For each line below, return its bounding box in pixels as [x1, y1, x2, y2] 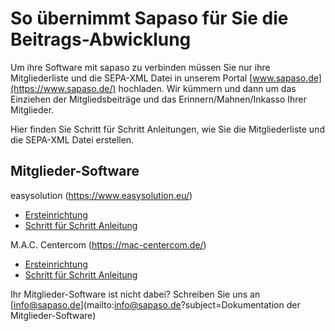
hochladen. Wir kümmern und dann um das [118, 82, 297, 94]
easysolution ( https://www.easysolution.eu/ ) [10, 189, 193, 201]
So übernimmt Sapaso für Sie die [10, 7, 289, 30]
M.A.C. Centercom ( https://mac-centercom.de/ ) [10, 238, 207, 251]
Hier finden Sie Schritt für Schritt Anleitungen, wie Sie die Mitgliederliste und [10, 123, 325, 135]
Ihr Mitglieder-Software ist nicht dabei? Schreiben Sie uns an [10, 288, 261, 300]
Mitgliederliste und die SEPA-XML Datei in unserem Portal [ [10, 72, 253, 84]
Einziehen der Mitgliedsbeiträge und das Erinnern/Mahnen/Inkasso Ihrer [10, 93, 307, 105]
